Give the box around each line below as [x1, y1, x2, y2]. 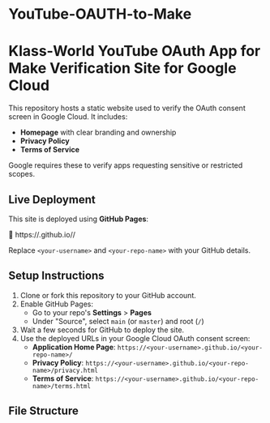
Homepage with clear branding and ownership [19, 127, 177, 138]
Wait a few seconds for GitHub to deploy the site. [19, 325, 185, 335]
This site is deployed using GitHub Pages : [8, 214, 148, 224]
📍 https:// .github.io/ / [8, 229, 75, 239]
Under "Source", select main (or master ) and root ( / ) [32, 316, 204, 326]
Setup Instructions [8, 269, 105, 283]
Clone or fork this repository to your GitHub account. [19, 290, 196, 300]
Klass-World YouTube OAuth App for [8, 42, 261, 61]
